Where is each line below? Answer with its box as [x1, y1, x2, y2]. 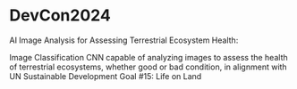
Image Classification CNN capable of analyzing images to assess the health [9, 52, 288, 62]
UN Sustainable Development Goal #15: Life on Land [9, 70, 202, 81]
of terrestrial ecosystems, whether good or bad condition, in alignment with [9, 61, 288, 72]
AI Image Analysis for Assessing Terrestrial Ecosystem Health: [9, 35, 239, 45]
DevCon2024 [9, 5, 112, 26]
